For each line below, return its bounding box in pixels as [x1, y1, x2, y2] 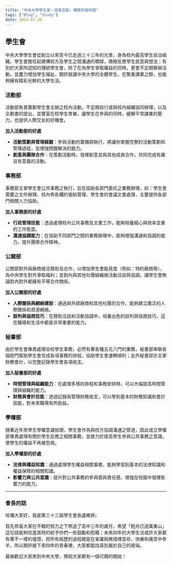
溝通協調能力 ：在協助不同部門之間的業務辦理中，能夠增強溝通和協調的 [12, 232, 161, 239]
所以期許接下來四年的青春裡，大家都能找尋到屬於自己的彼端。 [14, 542, 144, 548]
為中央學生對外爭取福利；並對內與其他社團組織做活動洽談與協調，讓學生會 [5, 272, 162, 278]
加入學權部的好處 [5, 450, 41, 457]
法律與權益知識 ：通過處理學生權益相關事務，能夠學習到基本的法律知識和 [12, 461, 165, 468]
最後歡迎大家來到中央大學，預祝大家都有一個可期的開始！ [5, 553, 126, 559]
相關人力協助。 [9, 198, 41, 204]
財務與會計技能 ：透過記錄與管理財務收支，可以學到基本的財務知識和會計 [12, 394, 165, 400]
